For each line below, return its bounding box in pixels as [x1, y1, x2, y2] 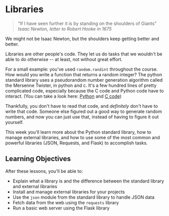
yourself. [5, 119, 24, 125]
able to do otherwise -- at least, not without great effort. [5, 56, 123, 62]
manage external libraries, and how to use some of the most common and [5, 134, 160, 140]
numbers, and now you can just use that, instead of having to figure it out [5, 113, 159, 120]
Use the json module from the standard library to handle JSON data [12, 194, 155, 200]
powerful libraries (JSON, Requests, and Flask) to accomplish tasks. [5, 140, 148, 146]
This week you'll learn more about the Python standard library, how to [5, 129, 152, 135]
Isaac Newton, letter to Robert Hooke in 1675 [17, 25, 112, 32]
